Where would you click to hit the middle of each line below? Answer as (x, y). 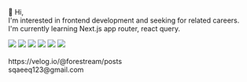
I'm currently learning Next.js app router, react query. (94, 29)
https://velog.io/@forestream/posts (65, 61)
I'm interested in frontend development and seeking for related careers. (124, 20)
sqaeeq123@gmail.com (46, 70)
